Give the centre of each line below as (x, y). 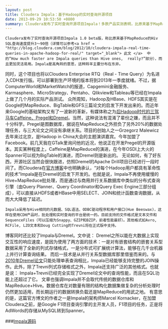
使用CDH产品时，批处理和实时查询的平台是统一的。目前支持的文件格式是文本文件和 (85, 215)
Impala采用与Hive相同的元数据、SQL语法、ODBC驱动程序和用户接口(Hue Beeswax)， (82, 210)
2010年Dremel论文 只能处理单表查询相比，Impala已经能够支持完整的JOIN (80, 260)
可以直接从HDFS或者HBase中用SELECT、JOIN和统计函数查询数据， (86, 193)
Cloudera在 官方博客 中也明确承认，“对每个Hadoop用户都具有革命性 (91, 168)
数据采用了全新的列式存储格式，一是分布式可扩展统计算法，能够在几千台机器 (84, 248)
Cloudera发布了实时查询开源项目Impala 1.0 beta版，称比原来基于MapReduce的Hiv (82, 39)
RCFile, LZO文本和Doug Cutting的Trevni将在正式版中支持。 (62, 226)
